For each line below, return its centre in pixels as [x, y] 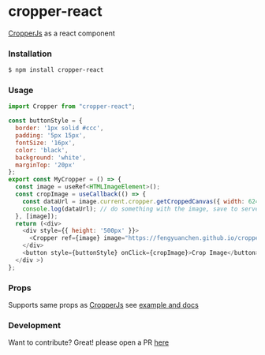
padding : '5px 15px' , [51, 136]
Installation [30, 54]
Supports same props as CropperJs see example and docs [103, 305]
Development [35, 325]
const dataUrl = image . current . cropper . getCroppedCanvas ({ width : [134, 201]
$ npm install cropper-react [56, 70]
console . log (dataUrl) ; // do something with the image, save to [130, 209]
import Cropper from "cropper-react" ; [72, 106]
